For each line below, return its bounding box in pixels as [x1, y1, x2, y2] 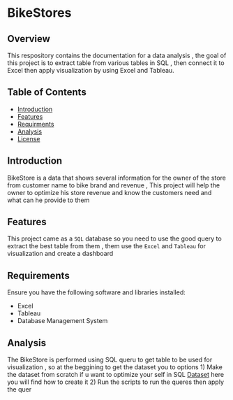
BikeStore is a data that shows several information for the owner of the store [7, 173, 227, 182]
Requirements [7, 269, 70, 281]
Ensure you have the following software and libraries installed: [7, 288, 186, 297]
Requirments [17, 120, 54, 128]
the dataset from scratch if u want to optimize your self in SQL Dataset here [7, 371, 225, 379]
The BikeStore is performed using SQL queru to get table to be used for [7, 355, 213, 364]
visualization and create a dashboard [7, 250, 114, 258]
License [17, 134, 40, 143]
